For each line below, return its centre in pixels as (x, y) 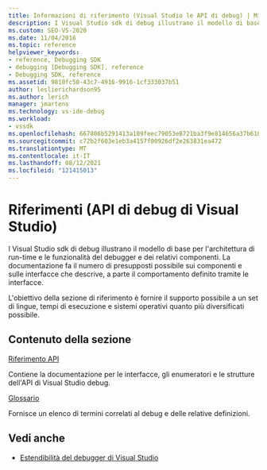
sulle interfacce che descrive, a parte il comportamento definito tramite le (128, 274)
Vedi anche (37, 439)
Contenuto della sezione (70, 339)
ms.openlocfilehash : (43, 133)
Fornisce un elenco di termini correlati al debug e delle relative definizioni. (129, 413)
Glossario (24, 398)
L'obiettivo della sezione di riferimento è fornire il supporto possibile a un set (133, 298)
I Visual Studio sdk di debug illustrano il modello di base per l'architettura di (132, 248)
